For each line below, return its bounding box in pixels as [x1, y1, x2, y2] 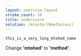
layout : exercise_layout [5, 7, 58, 13]
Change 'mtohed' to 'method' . [5, 45, 70, 51]
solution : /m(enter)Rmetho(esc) [5, 22, 74, 27]
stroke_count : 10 [5, 12, 42, 17]
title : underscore [5, 17, 44, 22]
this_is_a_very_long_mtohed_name [5, 36, 76, 41]
